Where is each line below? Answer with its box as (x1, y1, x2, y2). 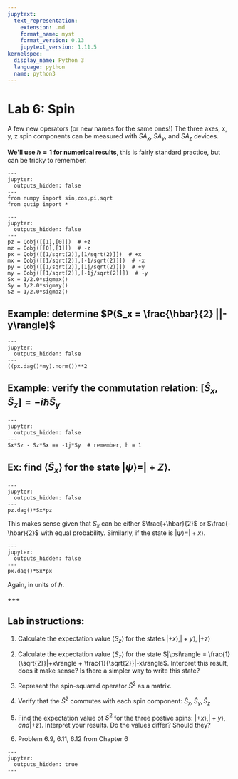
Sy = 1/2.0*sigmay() (7, 282, 69, 290)
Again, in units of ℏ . (7, 581, 65, 589)
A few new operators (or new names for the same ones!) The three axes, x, (7, 124, 228, 133)
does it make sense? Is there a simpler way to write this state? (17, 666, 200, 675)
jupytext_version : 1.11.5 (20, 44, 98, 51)
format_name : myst (20, 30, 75, 38)
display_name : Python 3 (14, 57, 84, 64)
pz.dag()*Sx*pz (7, 507, 53, 514)
